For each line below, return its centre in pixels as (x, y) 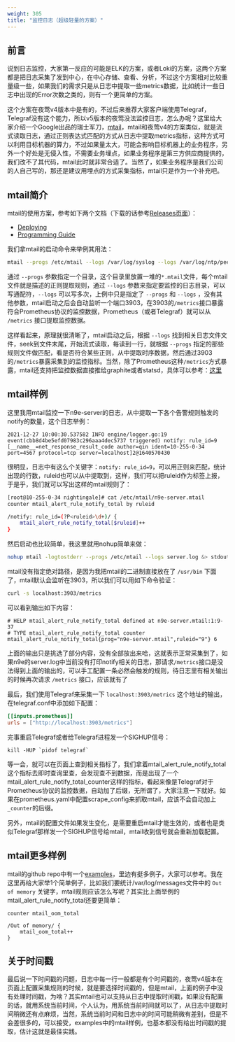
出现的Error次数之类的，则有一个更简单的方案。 (88, 94)
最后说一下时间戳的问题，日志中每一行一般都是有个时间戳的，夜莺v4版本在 (115, 979)
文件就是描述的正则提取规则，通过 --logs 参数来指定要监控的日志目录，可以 (116, 285)
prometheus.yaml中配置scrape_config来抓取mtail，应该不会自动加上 (118, 799)
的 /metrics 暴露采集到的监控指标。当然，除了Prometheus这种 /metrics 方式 (114, 361)
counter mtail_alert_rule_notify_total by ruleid (81, 504)
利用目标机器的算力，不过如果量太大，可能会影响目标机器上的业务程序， (117, 145)
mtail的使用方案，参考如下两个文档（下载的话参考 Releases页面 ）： (102, 213)
